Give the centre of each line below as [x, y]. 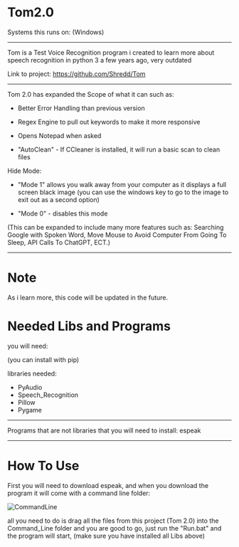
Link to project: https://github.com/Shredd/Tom [76, 74]
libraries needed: [32, 373]
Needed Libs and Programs [89, 326]
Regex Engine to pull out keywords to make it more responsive [109, 122]
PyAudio [30, 387]
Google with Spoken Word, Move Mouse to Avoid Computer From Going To [117, 235]
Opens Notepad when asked [59, 135]
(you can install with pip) [43, 359]
